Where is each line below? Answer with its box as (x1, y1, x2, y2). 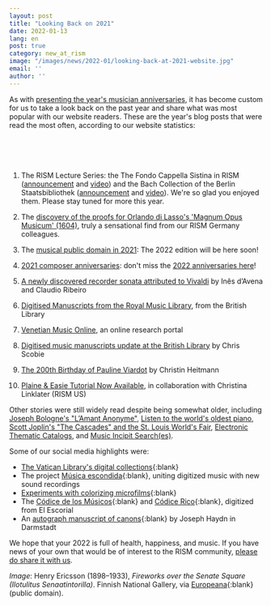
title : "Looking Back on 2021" (9, 19, 115, 28)
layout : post (9, 11, 53, 20)
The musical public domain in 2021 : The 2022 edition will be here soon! (20, 245, 259, 254)
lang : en (9, 34, 39, 43)
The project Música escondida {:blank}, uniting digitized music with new (20, 471, 260, 480)
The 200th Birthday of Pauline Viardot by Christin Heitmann (20, 365, 219, 374)
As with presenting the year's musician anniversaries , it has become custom (9, 94, 264, 104)
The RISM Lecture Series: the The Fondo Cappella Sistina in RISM (20, 170, 239, 180)
